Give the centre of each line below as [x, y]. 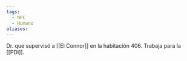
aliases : [17, 29]
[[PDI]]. [15, 53]
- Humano [23, 23]
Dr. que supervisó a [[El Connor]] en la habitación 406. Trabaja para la [94, 46]
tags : [13, 12]
